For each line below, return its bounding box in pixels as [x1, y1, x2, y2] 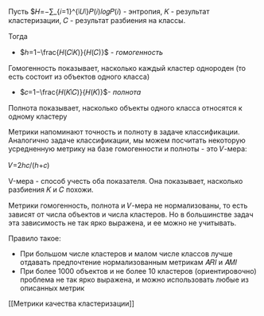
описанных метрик [19, 283, 85, 293]
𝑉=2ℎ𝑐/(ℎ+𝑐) [8, 161, 50, 170]
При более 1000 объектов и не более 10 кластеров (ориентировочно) [19, 267, 257, 275]
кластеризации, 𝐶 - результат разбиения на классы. [8, 16, 186, 25]
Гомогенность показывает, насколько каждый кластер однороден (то [8, 64, 247, 72]
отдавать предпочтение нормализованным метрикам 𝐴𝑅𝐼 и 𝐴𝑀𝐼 [19, 258, 238, 267]
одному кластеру [8, 111, 68, 121]
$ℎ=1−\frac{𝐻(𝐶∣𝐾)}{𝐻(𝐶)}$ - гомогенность [19, 48, 164, 57]
